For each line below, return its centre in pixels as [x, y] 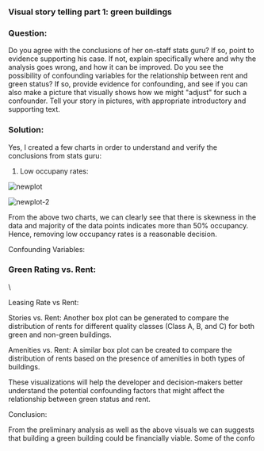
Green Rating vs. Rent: [52, 269]
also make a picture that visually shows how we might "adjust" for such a [128, 93]
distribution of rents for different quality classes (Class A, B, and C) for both [132, 326]
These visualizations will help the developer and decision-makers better [126, 382]
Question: [28, 32]
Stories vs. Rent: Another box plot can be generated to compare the [119, 317]
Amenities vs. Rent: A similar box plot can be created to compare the [120, 350]
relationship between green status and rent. [79, 399]
